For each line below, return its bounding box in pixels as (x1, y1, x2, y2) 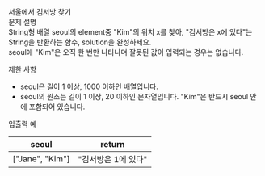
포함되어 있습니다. (28, 102, 86, 111)
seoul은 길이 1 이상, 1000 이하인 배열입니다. (19, 82, 159, 91)
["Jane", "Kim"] (12, 153, 70, 164)
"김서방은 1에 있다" (78, 154, 148, 165)
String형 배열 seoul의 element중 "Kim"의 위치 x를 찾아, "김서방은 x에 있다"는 (8, 27, 253, 36)
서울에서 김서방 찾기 (8, 7, 71, 16)
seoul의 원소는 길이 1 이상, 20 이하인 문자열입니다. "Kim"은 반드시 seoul (19, 92, 249, 101)
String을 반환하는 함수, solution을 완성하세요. (8, 37, 152, 47)
